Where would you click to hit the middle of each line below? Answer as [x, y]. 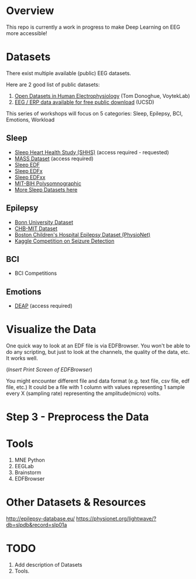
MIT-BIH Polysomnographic [48, 183]
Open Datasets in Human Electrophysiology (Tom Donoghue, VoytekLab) [102, 96]
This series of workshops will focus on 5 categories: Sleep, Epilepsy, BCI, [94, 113]
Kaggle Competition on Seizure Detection [64, 241]
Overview [30, 11]
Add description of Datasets [48, 565]
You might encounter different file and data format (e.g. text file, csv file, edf [98, 381]
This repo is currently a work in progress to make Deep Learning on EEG [93, 27]
